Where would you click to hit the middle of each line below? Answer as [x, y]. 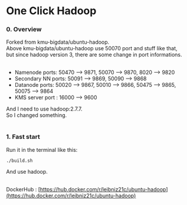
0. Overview [24, 30]
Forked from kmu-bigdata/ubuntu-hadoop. [58, 42]
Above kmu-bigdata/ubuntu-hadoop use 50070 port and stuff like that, [92, 48]
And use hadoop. [27, 171]
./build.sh [19, 161]
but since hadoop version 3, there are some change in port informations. [94, 55]
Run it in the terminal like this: [42, 149]
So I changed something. [37, 115]
